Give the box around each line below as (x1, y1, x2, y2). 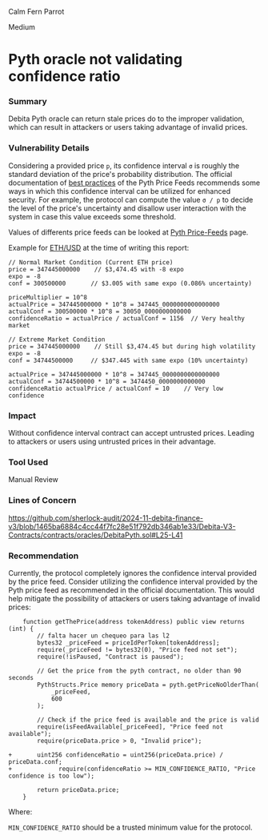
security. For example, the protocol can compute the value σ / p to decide (8, 195, 254, 204)
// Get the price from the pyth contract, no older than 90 (37, 666, 242, 675)
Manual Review (8, 475, 58, 484)
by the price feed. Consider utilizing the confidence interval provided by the (8, 577, 258, 586)
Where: (8, 806, 33, 816)
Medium (8, 22, 36, 31)
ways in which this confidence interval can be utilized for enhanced (8, 186, 230, 195)
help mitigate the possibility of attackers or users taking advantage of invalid (8, 593, 261, 603)
